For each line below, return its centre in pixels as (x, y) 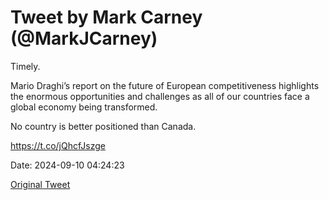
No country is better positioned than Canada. (103, 126)
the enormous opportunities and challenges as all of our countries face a (160, 96)
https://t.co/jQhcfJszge (58, 145)
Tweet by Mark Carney (106, 17)
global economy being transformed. (84, 107)
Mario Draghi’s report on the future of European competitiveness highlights (165, 85)
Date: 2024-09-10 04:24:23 (67, 165)
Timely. (25, 66)
